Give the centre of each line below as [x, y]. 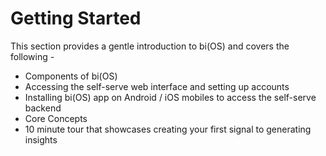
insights [41, 139]
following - [32, 56]
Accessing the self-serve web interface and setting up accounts [157, 86]
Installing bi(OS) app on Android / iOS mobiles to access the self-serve [170, 97]
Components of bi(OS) [71, 76]
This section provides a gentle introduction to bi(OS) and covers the [150, 46]
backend [43, 108]
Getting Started [76, 18]
